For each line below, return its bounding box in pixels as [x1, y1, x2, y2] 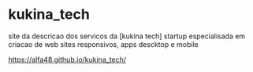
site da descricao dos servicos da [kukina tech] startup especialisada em [8, 31, 246, 41]
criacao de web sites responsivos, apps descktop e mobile [8, 39, 199, 49]
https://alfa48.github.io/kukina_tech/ [8, 55, 127, 64]
